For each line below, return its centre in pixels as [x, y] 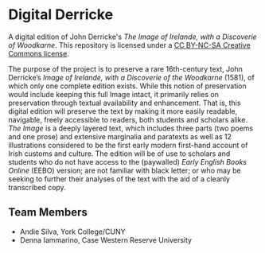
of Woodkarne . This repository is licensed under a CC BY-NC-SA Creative [129, 45]
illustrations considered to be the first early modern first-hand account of [128, 145]
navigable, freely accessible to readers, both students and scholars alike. [128, 119]
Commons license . [39, 53]
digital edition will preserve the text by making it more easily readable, [123, 111]
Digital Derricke [61, 15]
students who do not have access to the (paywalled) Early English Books [127, 162]
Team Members [48, 212]
